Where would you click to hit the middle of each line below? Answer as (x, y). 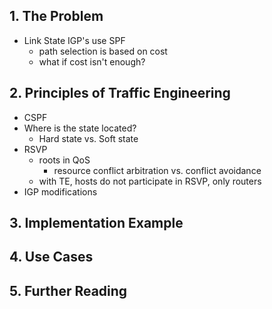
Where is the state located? (80, 128)
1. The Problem (56, 16)
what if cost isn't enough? (92, 61)
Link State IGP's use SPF (74, 40)
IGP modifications (60, 191)
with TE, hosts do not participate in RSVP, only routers (150, 181)
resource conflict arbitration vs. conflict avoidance (157, 170)
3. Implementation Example (96, 223)
